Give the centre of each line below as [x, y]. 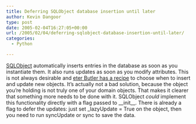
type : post [19, 22]
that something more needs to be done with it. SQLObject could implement [96, 96]
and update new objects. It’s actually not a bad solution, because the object [97, 84]
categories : [20, 38]
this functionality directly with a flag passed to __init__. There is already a [94, 102]
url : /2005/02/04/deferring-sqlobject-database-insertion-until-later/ [95, 33]
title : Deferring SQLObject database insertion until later [81, 11]
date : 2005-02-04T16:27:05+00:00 [47, 28]
